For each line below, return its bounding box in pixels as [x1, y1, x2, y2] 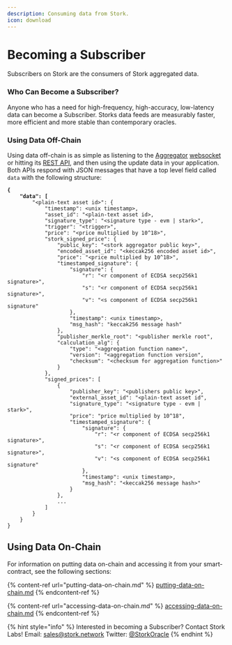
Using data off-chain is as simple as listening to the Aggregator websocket [7, 151, 222, 160]
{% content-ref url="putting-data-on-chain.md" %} [7, 580, 155, 589]
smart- [203, 559, 223, 568]
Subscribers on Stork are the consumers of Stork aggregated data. [7, 70, 199, 78]
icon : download [7, 17, 52, 24]
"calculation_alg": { [56, 340, 120, 347]
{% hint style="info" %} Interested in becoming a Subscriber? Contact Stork [7, 622, 225, 631]
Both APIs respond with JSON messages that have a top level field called [7, 166, 217, 174]
